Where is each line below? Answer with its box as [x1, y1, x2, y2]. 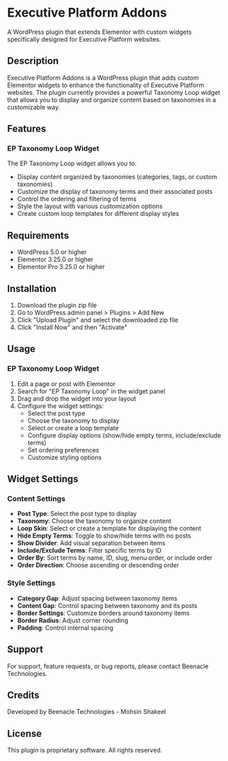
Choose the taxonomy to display [27, 416, 120, 425]
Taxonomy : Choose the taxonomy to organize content [17, 517, 171, 525]
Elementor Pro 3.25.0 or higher [17, 263, 105, 271]
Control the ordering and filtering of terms [17, 195, 137, 203]
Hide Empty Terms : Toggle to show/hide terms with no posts [17, 531, 191, 540]
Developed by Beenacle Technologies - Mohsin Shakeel [7, 708, 167, 716]
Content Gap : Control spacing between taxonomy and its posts [17, 601, 198, 609]
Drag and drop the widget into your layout [17, 394, 137, 403]
